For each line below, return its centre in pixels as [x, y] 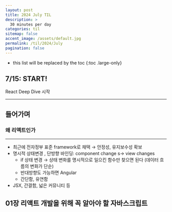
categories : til [23, 29]
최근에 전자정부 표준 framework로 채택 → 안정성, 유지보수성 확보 [77, 147]
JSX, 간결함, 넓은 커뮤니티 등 [41, 185]
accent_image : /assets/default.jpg [43, 39]
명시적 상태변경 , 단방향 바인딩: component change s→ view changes [84, 154]
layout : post [19, 10]
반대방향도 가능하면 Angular [48, 173]
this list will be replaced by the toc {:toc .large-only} [67, 62]
